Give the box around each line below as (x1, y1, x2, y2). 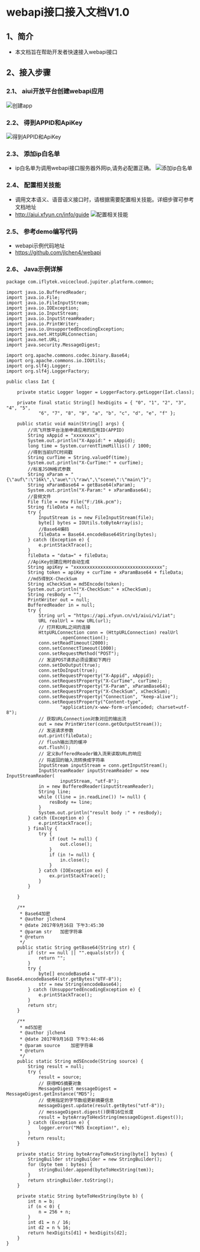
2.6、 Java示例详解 (6, 265, 63, 273)
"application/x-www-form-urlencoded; (59, 704, 154, 711)
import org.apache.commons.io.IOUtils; (6, 358, 106, 364)
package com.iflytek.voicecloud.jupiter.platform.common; (6, 279, 154, 285)
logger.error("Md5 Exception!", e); (38, 1125, 130, 1131)
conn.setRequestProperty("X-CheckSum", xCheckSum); (38, 688, 171, 694)
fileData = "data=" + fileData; (28, 553, 109, 559)
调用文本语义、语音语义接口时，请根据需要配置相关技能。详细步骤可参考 (14, 196, 194, 203)
